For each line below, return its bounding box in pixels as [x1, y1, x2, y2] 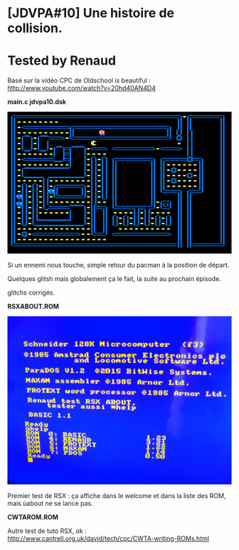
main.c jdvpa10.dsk [7, 97, 66, 106]
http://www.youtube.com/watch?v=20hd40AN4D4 [7, 84, 156, 92]
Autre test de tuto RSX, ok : [7, 527, 87, 535]
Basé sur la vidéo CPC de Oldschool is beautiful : [7, 76, 151, 85]
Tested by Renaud [7, 53, 116, 69]
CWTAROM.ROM [7, 512, 59, 521]
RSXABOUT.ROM [7, 302, 59, 310]
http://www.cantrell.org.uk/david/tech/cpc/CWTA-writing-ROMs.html [7, 534, 210, 542]
